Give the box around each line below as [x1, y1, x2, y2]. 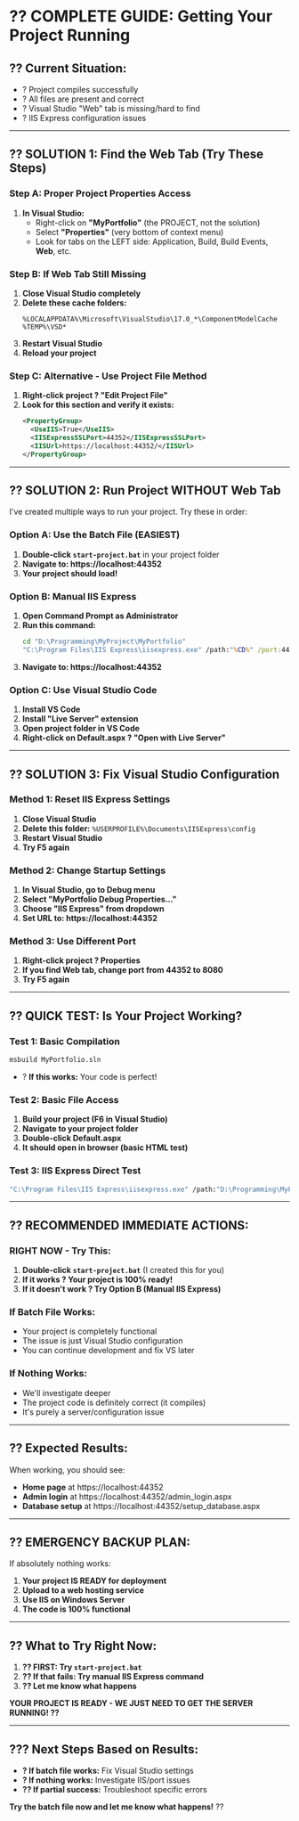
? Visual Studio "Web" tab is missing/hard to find [21, 103, 200, 113]
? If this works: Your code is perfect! [21, 1071, 158, 1082]
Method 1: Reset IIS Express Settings [9, 793, 171, 805]
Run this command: [21, 620, 96, 631]
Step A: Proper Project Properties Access [9, 187, 191, 200]
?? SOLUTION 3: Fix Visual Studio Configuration [9, 766, 280, 781]
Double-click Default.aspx [21, 1133, 122, 1144]
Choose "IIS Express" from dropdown [21, 903, 165, 914]
